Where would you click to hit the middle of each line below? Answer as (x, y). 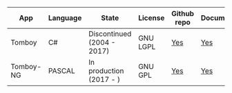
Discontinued (110, 34)
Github (183, 13)
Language (65, 18)
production (106, 71)
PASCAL (61, 71)
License (151, 18)
